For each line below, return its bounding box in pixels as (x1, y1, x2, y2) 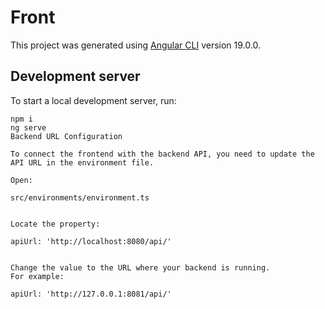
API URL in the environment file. (10, 157, 155, 168)
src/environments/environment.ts (10, 192, 150, 203)
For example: (10, 271, 65, 281)
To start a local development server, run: (10, 94, 177, 106)
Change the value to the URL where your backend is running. (10, 262, 271, 273)
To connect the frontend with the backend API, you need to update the (10, 149, 315, 159)
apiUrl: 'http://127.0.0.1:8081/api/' (10, 289, 172, 299)
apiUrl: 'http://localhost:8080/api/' (10, 236, 172, 246)
